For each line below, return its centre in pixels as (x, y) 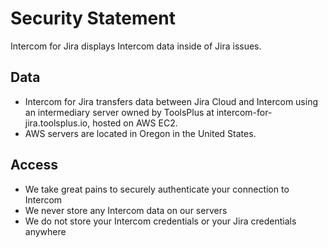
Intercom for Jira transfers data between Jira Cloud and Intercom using (171, 101)
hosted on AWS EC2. (135, 123)
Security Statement (93, 18)
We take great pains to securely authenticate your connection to (157, 189)
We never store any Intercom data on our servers (126, 210)
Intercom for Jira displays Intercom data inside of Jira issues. (136, 46)
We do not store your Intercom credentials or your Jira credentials (160, 221)
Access (34, 165)
